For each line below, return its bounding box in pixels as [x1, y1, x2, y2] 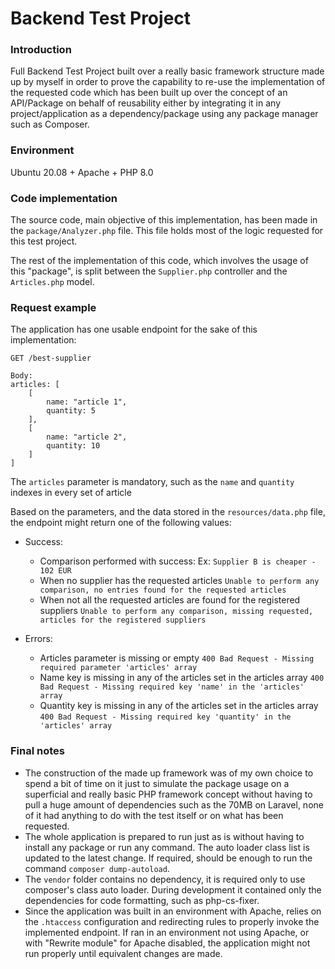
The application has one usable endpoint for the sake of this [10, 323, 258, 336]
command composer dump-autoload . [24, 862, 170, 874]
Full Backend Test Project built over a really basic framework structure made [10, 65, 325, 77]
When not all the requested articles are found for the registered [39, 594, 301, 606]
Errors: [24, 633, 53, 645]
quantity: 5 [46, 406, 97, 416]
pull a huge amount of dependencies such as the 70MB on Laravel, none [24, 798, 324, 811]
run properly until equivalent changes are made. [24, 947, 223, 959]
